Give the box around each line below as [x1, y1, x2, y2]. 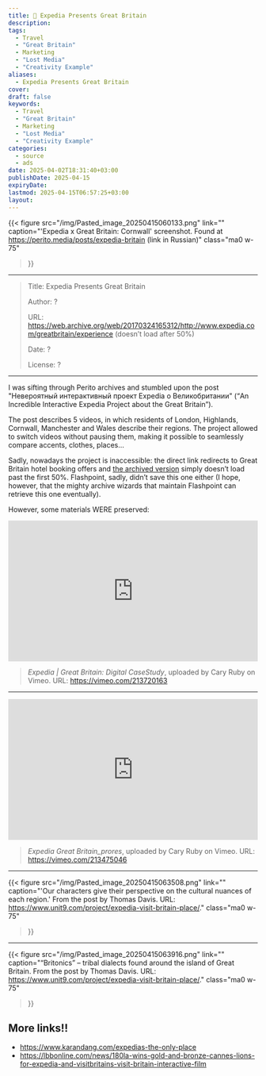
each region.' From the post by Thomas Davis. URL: [8, 894, 176, 904]
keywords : [8, 100, 41, 108]
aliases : [8, 71, 37, 79]
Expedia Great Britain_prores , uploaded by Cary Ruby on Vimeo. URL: [27, 846, 256, 855]
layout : [8, 196, 34, 204]
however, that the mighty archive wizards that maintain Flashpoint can [8, 481, 237, 490]
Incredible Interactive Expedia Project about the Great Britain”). [8, 399, 214, 409]
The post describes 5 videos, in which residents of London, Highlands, [8, 414, 239, 425]
